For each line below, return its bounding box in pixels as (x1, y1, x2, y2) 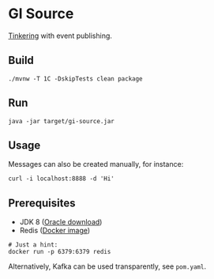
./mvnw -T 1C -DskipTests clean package (8, 74, 144, 83)
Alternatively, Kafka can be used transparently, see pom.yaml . (8, 262, 207, 271)
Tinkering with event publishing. (8, 31, 113, 40)
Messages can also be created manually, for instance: (8, 160, 184, 169)
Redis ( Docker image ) (19, 226, 91, 236)
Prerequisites (8, 196, 76, 209)
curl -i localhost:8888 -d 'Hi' (8, 175, 115, 183)
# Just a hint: (8, 241, 58, 249)
